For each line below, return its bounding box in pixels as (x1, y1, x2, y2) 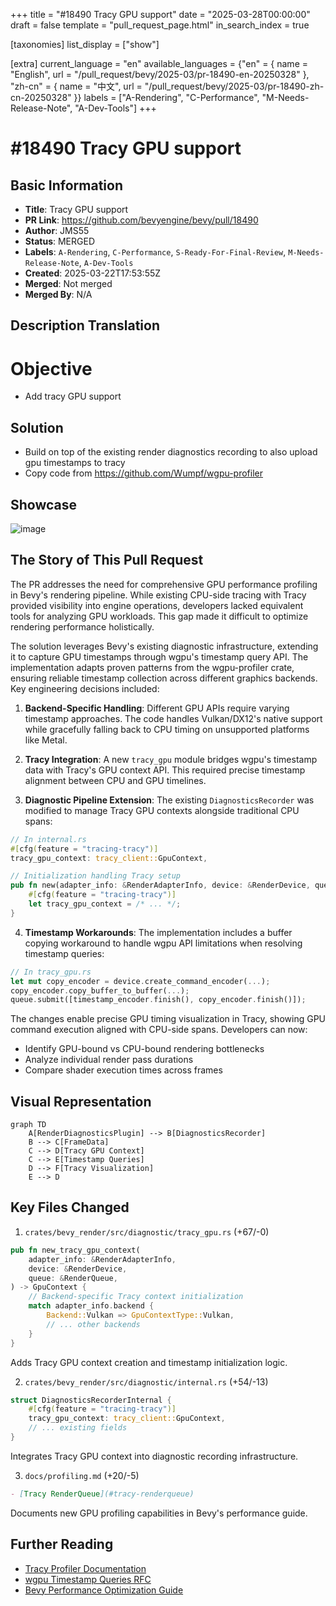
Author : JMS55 (24, 225, 90, 236)
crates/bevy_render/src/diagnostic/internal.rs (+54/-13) (24, 1375, 269, 1388)
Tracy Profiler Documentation (24, 1562, 147, 1574)
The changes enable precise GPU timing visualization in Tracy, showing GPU (10, 1013, 326, 1025)
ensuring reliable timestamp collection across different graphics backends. (10, 672, 318, 684)
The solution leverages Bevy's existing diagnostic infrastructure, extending (10, 640, 319, 652)
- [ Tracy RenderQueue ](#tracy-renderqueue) (10, 1489, 195, 1499)
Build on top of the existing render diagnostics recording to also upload (24, 446, 318, 458)
